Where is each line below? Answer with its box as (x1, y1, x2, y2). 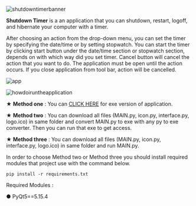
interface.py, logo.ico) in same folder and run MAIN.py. (6, 142, 140, 149)
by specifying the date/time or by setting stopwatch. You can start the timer (6, 41, 190, 48)
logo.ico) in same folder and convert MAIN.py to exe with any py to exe (6, 118, 179, 125)
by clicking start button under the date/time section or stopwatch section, (6, 47, 185, 54)
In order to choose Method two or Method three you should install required (6, 153, 188, 161)
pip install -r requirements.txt (6, 171, 89, 177)
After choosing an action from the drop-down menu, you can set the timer (6, 35, 186, 41)
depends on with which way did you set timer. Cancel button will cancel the (6, 54, 190, 60)
